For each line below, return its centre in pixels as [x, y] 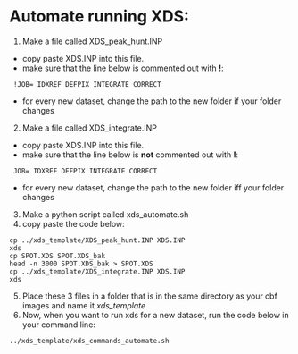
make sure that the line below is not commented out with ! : [130, 155]
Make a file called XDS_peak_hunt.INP [92, 41]
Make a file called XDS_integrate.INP [90, 128]
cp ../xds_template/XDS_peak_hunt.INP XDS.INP [97, 240]
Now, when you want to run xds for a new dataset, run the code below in [155, 315]
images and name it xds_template [83, 305]
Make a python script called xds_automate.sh [105, 214]
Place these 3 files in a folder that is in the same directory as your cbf [150, 296]
